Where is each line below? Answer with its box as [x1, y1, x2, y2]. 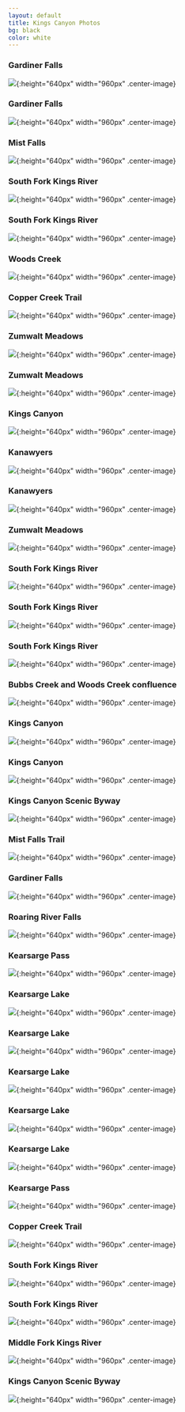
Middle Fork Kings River [8, 1337, 102, 1348]
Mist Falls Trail [8, 834, 66, 845]
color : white [8, 33, 51, 42]
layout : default [8, 11, 62, 20]
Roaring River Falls [8, 911, 81, 922]
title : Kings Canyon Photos [8, 19, 101, 27]
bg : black [8, 26, 41, 34]
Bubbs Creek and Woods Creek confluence [8, 679, 177, 690]
